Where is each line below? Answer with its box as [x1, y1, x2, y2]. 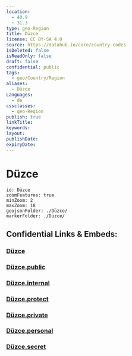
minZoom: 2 [6, 197, 33, 203]
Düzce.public [6, 263, 46, 271]
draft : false [6, 58, 39, 64]
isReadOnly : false [6, 53, 52, 59]
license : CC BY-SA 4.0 [6, 36, 62, 42]
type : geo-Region [6, 25, 49, 32]
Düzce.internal [6, 279, 50, 287]
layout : [6, 130, 26, 137]
